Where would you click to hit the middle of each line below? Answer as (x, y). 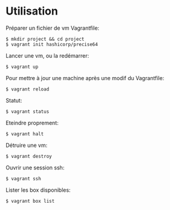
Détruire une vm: (27, 145)
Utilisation (32, 11)
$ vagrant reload (28, 89)
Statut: (14, 100)
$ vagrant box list (30, 201)
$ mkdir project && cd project (45, 39)
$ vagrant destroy (29, 156)
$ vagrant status (28, 111)
